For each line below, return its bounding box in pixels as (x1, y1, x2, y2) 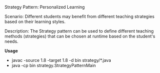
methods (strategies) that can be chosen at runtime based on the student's (4, 34, 156, 39)
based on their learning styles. (4, 19, 66, 24)
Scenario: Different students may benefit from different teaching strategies (4, 14, 155, 19)
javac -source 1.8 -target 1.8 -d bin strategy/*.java (11, 57, 111, 63)
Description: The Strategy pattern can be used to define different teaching (4, 28, 154, 34)
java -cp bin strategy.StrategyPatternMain (11, 63, 96, 68)
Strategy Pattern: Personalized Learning (4, 4, 85, 10)
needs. (4, 38, 19, 44)
